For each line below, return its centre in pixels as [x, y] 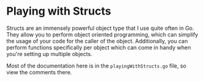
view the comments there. [39, 72]
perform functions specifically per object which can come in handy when [99, 48]
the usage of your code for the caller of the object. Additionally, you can [97, 41]
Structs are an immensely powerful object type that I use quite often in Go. [100, 28]
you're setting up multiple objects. [49, 54]
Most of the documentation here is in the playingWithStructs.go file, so [96, 66]
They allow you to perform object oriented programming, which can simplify [102, 34]
